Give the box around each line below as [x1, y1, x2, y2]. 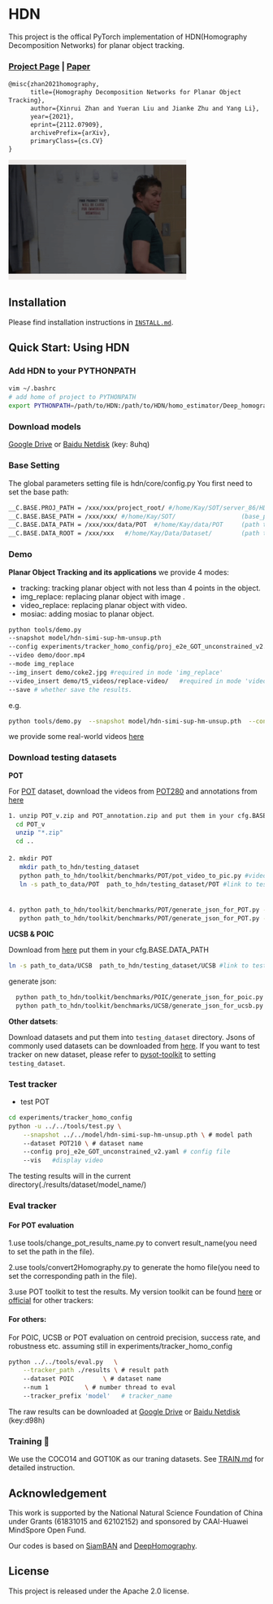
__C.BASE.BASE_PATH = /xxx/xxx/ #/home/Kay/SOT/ [8, 512, 176, 520]
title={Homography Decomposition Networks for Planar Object [29, 89, 242, 97]
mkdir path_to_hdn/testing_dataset [19, 863, 140, 871]
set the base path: [8, 487, 69, 497]
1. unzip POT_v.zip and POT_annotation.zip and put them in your [8, 811, 234, 819]
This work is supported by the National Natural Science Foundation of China [8, 1508, 263, 1518]
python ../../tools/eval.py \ [8, 1358, 118, 1366]
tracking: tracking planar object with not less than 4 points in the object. [19, 583, 262, 593]
